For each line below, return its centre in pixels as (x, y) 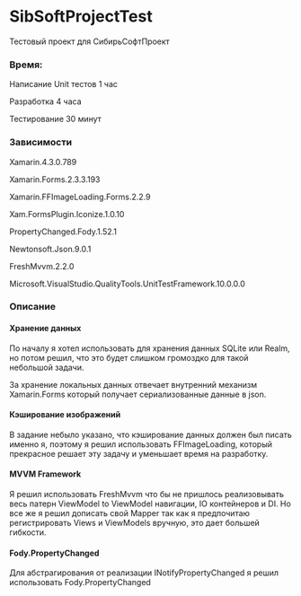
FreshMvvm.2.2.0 (42, 266)
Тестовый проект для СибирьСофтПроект (90, 41)
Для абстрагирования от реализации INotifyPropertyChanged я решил (144, 573)
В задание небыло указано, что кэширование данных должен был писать (150, 434)
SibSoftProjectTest (81, 17)
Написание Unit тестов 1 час (64, 84)
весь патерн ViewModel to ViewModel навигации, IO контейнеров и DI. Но (150, 504)
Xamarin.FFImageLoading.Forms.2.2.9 (80, 197)
